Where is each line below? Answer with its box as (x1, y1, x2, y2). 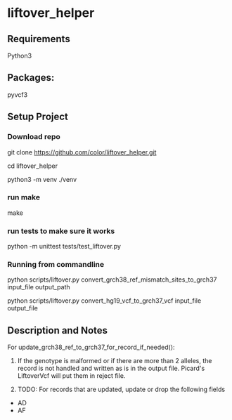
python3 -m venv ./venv (7, 175, 77, 183)
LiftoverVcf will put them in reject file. (17, 372, 126, 380)
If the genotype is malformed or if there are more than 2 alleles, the (17, 357, 212, 365)
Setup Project (7, 111, 69, 123)
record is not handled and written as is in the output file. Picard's (17, 364, 205, 373)
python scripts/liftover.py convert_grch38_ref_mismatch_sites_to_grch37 (7, 275, 217, 284)
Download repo (7, 132, 61, 142)
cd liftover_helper (7, 162, 58, 170)
